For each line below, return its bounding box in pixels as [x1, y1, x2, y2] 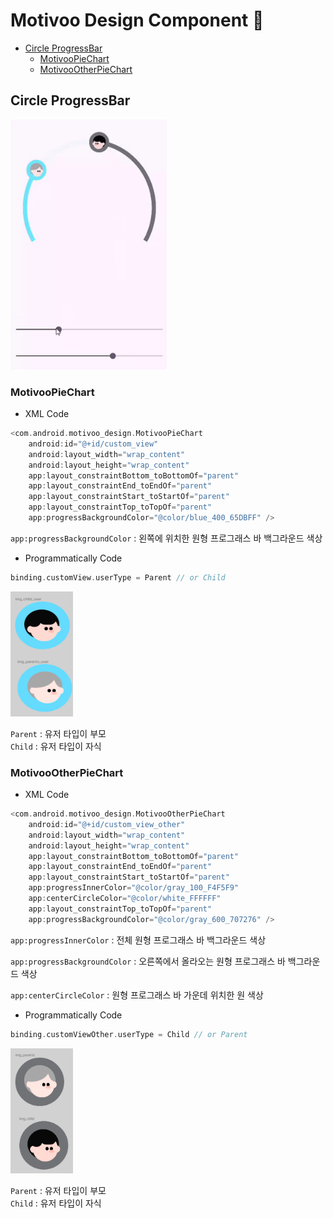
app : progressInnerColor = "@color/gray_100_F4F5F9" [28, 883, 240, 893]
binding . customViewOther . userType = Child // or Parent [10, 1029, 248, 1039]
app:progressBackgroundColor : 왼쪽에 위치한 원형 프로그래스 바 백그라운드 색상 [10, 532, 323, 544]
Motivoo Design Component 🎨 [10, 9, 265, 32]
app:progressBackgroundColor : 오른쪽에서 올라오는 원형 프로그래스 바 [10, 955, 286, 967]
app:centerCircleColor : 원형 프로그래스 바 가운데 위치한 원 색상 [10, 989, 264, 1001]
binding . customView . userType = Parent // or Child [10, 572, 226, 583]
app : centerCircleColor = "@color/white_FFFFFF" [28, 894, 222, 904]
